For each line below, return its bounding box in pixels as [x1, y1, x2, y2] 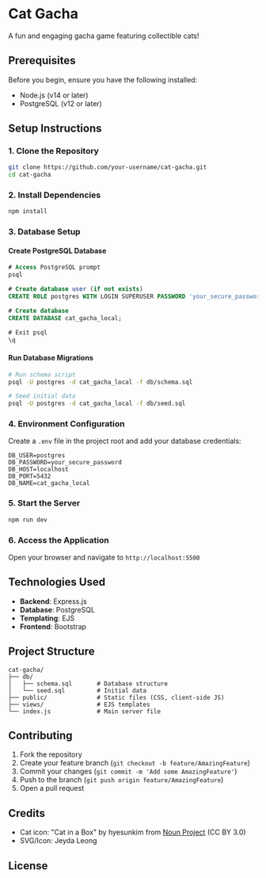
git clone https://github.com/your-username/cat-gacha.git [8, 163, 207, 171]
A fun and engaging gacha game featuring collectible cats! [8, 31, 199, 40]
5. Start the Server [8, 498, 81, 509]
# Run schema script [8, 370, 77, 379]
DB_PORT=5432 [8, 472, 51, 480]
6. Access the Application [8, 534, 109, 545]
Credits [8, 806, 46, 820]
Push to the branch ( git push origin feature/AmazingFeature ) [19, 775, 224, 784]
